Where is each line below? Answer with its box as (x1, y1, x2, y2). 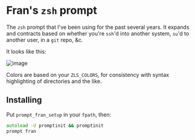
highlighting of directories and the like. (6, 78, 102, 85)
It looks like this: (6, 47, 46, 55)
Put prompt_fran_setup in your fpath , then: (6, 111, 112, 118)
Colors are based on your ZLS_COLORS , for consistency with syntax (6, 71, 170, 78)
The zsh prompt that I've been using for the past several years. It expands (6, 23, 190, 31)
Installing (6, 95, 42, 105)
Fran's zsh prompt (6, 4, 98, 17)
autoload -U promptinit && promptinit (6, 123, 104, 129)
